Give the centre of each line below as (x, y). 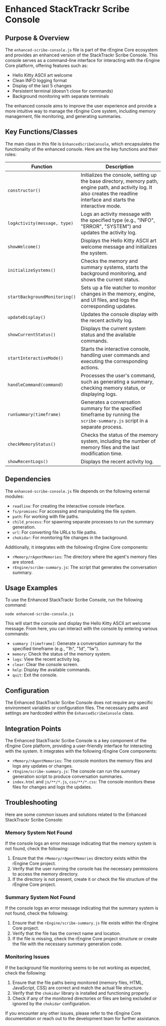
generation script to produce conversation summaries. (68, 776)
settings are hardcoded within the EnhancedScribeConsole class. (70, 713)
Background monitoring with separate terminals (61, 96)
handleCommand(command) (36, 385)
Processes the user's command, (118, 375)
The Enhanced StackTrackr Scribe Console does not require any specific (79, 703)
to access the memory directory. (45, 874)
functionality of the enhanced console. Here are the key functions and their (82, 149)
